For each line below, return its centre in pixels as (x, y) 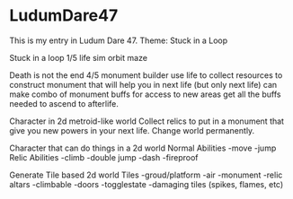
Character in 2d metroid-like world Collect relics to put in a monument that (147, 121)
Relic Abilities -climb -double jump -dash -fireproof (104, 157)
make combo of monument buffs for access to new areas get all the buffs (145, 94)
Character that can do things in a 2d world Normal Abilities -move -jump (143, 148)
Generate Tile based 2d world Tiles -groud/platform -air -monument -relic (146, 175)
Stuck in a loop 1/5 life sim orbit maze (79, 57)
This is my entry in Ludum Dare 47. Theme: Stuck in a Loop (119, 40)
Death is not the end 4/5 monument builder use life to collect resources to (146, 75)
